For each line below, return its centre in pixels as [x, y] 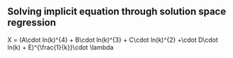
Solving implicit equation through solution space [117, 12]
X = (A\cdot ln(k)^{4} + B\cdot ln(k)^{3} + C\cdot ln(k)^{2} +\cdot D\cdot [113, 40]
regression [32, 23]
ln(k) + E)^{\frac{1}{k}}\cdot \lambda [61, 47]
